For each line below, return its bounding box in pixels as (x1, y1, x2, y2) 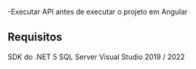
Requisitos (7, 30, 62, 44)
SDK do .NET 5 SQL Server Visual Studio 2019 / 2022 (7, 52, 185, 62)
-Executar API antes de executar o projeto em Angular (7, 7, 188, 16)
